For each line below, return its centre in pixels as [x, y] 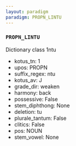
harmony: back [33, 92]
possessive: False [36, 99]
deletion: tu [28, 111]
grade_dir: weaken [37, 86]
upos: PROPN [31, 67]
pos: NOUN [28, 131]
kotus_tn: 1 [27, 61]
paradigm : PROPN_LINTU [34, 17]
